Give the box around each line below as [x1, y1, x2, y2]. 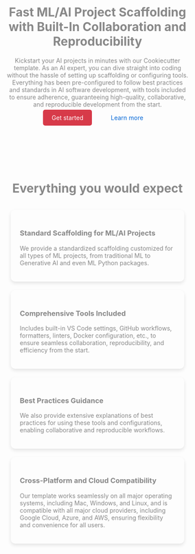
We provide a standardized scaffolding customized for [19, 244, 173, 252]
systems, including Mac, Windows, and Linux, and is [19, 498, 168, 507]
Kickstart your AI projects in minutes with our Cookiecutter [14, 56, 181, 65]
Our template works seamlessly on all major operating [19, 491, 172, 500]
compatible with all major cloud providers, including [19, 506, 166, 514]
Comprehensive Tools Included [19, 309, 126, 318]
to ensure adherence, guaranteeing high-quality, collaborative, [9, 93, 186, 101]
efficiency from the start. [19, 346, 90, 354]
